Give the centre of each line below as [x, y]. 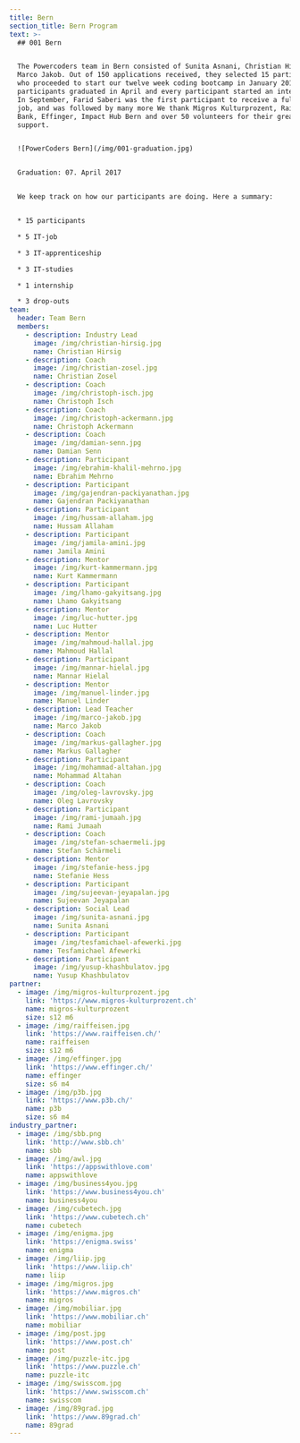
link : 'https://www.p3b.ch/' [79, 1101]
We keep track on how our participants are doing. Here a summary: [146, 197]
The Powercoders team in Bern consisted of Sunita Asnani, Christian [149, 67]
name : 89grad [50, 1425]
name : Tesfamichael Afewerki [87, 951]
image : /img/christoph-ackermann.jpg [103, 418]
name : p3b [44, 1109]
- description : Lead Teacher [79, 709]
